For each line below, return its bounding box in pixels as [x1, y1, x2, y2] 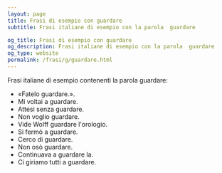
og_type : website [7, 50, 59, 57]
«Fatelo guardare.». [17, 90, 75, 98]
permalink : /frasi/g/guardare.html [7, 56, 113, 64]
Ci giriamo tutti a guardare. [17, 157, 97, 166]
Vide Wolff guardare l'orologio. [17, 120, 108, 128]
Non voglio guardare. [17, 112, 80, 121]
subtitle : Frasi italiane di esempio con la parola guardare [7, 23, 196, 31]
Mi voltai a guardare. [17, 97, 78, 105]
